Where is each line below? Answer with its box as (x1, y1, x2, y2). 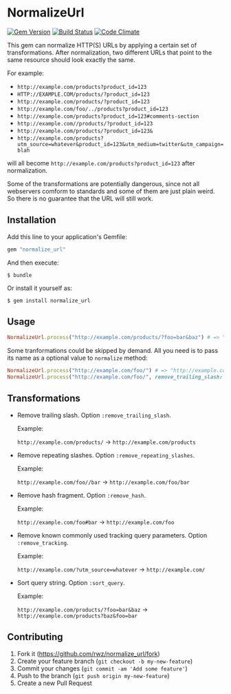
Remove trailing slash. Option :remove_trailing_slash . (16, 411, 172, 419)
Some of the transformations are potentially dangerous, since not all (7, 179, 200, 187)
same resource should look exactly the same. (7, 55, 135, 63)
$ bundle (7, 272, 32, 278)
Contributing (7, 631, 63, 643)
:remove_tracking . (16, 538, 69, 547)
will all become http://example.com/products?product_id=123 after (7, 159, 195, 167)
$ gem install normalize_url (7, 297, 91, 304)
